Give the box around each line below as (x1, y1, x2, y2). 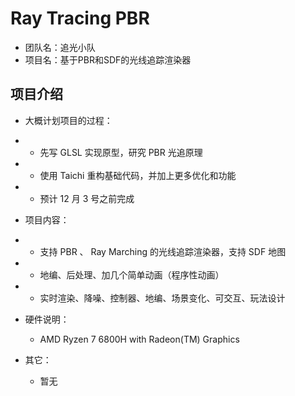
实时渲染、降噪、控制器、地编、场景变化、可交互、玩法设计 (39, 292, 286, 304)
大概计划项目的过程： (24, 114, 113, 126)
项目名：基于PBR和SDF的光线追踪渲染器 (24, 53, 192, 66)
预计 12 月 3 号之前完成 (39, 192, 135, 204)
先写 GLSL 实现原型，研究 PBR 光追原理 (39, 146, 203, 158)
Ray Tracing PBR (10, 7, 150, 30)
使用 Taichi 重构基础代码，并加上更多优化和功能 (39, 169, 237, 181)
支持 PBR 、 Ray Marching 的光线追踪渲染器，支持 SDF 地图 (39, 245, 287, 257)
